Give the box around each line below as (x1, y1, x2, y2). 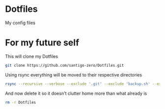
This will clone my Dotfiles (5, 53, 58, 59)
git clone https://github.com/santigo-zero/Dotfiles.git (5, 63, 124, 68)
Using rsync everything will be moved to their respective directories (5, 72, 142, 77)
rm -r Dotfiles (5, 100, 36, 105)
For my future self (5, 37, 80, 48)
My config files (5, 20, 35, 26)
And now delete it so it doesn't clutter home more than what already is (5, 90, 147, 96)
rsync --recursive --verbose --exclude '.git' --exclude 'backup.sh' (5, 81, 151, 86)
